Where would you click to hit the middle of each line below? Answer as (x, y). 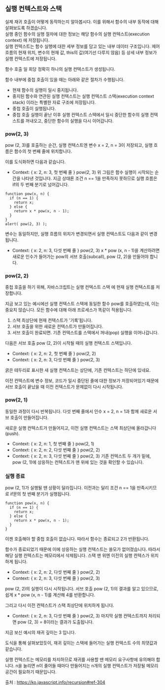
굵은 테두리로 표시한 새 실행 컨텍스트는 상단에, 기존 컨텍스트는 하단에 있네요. (78, 370)
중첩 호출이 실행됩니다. (34, 108)
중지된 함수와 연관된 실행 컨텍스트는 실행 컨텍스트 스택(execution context (83, 96)
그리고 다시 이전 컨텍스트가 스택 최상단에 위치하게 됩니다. (60, 605)
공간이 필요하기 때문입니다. (31, 672)
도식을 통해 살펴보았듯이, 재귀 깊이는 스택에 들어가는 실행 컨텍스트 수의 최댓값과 (81, 643)
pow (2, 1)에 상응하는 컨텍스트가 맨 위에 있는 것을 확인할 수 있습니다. (78, 462)
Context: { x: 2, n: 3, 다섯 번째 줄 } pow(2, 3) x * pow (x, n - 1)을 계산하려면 (86, 251)
